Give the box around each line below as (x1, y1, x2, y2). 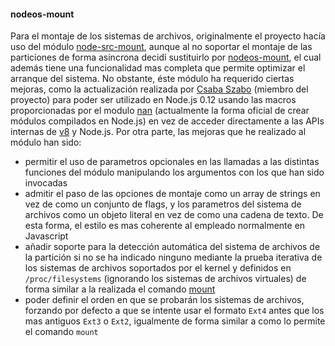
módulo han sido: (10, 136, 82, 149)
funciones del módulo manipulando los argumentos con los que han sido (24, 166, 325, 179)
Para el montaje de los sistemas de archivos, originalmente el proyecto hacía (10, 30, 326, 42)
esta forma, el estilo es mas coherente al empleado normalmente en (24, 220, 306, 232)
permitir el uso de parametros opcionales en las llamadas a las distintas (24, 156, 320, 168)
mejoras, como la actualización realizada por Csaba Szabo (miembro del (10, 83, 309, 95)
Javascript (24, 230, 69, 242)
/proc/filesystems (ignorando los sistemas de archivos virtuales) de (24, 273, 307, 285)
